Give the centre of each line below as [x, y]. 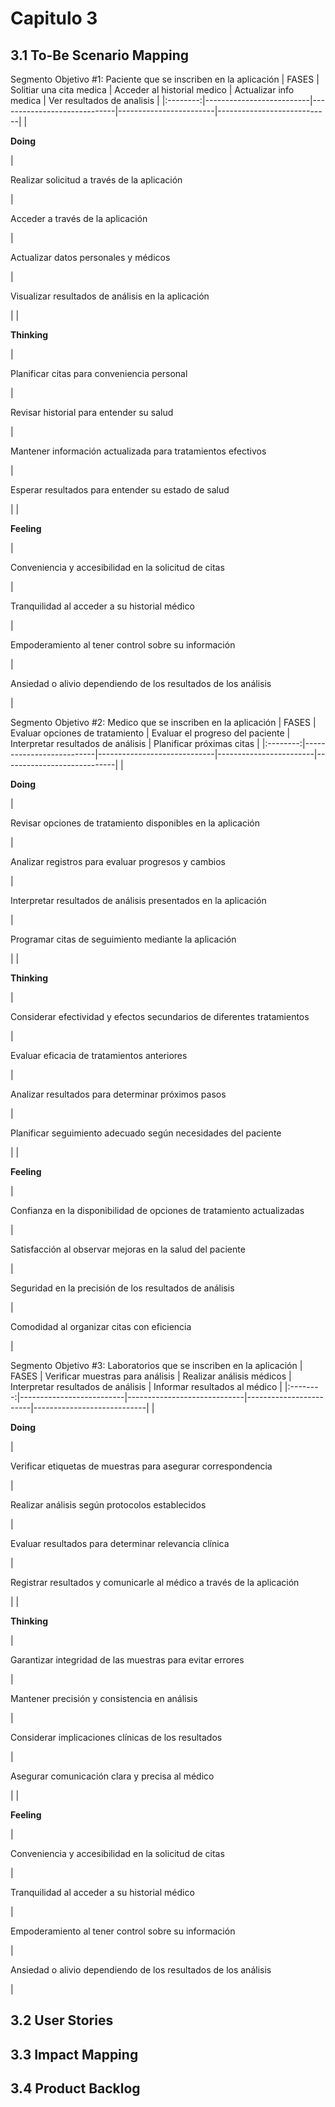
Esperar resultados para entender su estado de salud [120, 490]
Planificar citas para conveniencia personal [99, 373]
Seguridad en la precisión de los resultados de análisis [122, 1288]
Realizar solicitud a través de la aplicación [96, 180]
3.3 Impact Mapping [74, 2054]
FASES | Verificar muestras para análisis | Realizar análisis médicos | [151, 1376]
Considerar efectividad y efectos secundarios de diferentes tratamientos [160, 1016]
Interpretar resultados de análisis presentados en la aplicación [138, 900]
